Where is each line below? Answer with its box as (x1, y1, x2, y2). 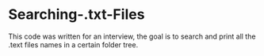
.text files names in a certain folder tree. (8, 39, 139, 49)
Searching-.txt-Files (8, 6, 145, 24)
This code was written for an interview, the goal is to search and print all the (8, 32, 256, 41)
